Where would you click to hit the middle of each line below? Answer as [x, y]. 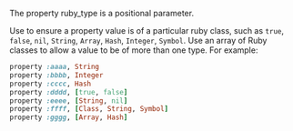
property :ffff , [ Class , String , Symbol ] [89, 109]
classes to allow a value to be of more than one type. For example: [134, 50]
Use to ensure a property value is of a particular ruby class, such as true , [147, 30]
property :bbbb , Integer [56, 75]
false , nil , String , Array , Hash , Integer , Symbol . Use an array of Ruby [138, 40]
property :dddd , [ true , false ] [69, 92]
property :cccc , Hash [51, 84]
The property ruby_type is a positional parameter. [101, 13]
